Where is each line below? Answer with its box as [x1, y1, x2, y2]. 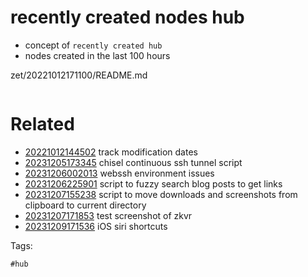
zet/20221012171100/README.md [10, 69, 148, 81]
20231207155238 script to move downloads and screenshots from [24, 188, 298, 200]
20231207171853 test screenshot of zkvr [24, 209, 193, 221]
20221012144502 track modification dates [24, 146, 198, 158]
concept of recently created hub [24, 39, 163, 51]
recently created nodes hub [10, 6, 245, 29]
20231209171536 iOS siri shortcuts [24, 220, 168, 232]
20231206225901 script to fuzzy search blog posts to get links [24, 177, 283, 190]
